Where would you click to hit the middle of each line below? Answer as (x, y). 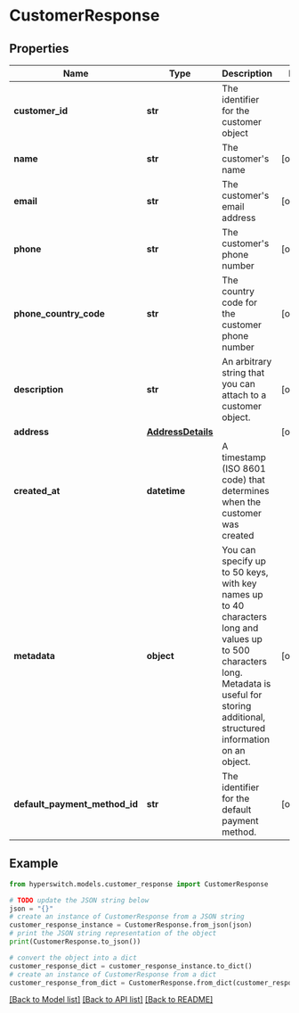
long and (240, 628)
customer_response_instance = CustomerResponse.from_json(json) (131, 925)
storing (237, 706)
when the (241, 502)
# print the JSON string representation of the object (113, 934)
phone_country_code (59, 313)
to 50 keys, (245, 572)
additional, (244, 717)
